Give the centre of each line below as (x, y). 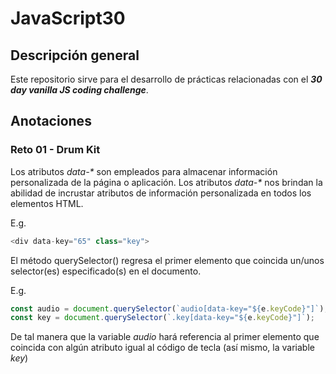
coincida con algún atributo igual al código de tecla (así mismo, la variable (162, 348)
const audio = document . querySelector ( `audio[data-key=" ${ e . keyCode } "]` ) (167, 308)
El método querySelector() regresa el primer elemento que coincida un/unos (167, 260)
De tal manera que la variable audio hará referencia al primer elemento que (165, 337)
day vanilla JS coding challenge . (79, 90)
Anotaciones (51, 121)
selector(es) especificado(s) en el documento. (106, 271)
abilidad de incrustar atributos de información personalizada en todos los (161, 193)
